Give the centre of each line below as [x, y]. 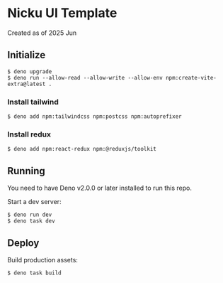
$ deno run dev [30, 215]
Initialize [27, 55]
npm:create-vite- [191, 78]
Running [27, 171]
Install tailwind [33, 102]
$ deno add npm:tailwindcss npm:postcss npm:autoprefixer [95, 117]
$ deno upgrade [30, 71]
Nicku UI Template [62, 13]
